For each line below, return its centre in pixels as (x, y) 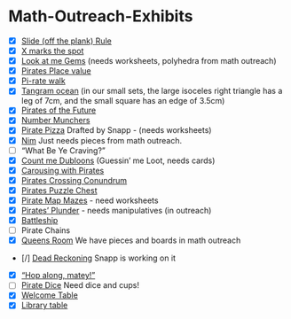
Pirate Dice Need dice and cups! (80, 285)
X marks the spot (52, 51)
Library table (44, 305)
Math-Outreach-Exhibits (101, 16)
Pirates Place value (56, 71)
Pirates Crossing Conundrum (74, 180)
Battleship (39, 220)
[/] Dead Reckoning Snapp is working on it (98, 258)
